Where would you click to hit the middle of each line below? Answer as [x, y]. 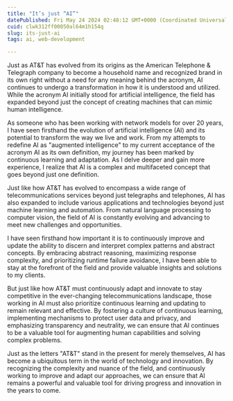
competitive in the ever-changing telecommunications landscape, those [110, 296]
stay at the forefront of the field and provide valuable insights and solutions [114, 268]
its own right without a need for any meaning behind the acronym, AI [105, 80]
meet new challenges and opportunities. [65, 225]
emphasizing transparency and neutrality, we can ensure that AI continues [113, 325]
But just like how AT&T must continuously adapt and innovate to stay [105, 289]
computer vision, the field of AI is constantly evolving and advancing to [109, 217]
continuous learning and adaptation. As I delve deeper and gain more [106, 160]
